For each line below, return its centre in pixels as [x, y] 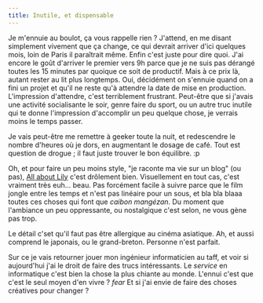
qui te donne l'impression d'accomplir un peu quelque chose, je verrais [123, 113]
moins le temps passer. [46, 121]
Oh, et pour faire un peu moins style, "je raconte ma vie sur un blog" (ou [125, 168]
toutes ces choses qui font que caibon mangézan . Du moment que [116, 202]
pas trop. [23, 218]
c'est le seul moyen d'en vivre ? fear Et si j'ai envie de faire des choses [122, 282]
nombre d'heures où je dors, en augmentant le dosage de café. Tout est [124, 144]
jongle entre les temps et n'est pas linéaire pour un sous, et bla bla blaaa [125, 193]
